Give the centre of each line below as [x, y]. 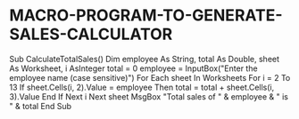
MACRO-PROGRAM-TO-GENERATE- [146, 16]
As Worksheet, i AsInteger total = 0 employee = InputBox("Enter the [133, 68]
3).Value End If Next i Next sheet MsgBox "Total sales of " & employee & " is [149, 96]
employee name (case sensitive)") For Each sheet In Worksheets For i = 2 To [150, 77]
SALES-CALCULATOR [91, 34]
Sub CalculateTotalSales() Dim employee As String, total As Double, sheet [144, 59]
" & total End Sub [41, 106]
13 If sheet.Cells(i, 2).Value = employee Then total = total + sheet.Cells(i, [142, 87]
